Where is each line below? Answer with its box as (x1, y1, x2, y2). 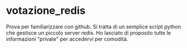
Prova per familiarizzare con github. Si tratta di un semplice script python (6, 23, 182, 30)
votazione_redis (6, 4, 86, 17)
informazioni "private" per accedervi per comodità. (6, 35, 128, 42)
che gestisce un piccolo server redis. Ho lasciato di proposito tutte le (6, 29, 171, 36)
